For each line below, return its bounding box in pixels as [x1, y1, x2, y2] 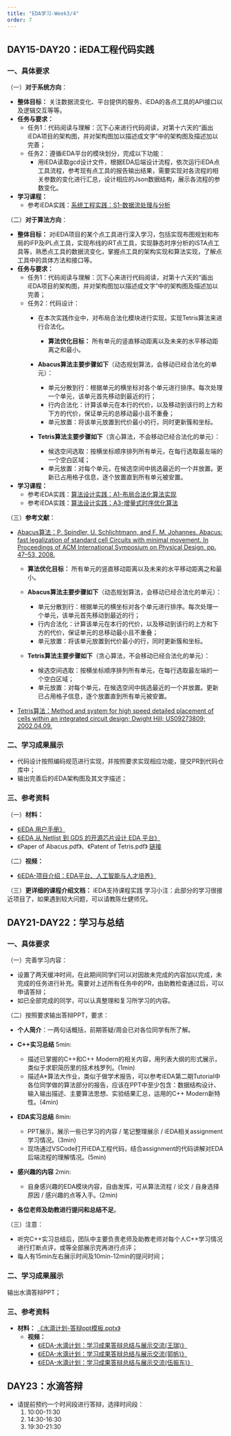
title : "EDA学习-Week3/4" [7, 10, 79, 17]
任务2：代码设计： [27, 299, 80, 307]
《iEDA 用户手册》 [16, 824, 66, 833]
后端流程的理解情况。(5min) [27, 1153, 107, 1161]
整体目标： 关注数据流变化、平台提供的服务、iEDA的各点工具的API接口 [16, 98, 217, 106]
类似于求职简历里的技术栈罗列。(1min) [27, 1063, 135, 1072]
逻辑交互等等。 [23, 106, 66, 114]
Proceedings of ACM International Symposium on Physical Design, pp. [16, 543, 217, 552]
